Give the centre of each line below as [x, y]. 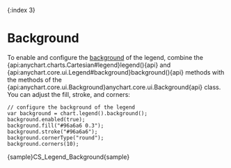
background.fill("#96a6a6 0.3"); [56, 125]
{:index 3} [22, 10]
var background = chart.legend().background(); [78, 113]
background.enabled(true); [46, 119]
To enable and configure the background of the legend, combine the [105, 57]
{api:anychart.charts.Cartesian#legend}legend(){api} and [89, 65]
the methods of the [35, 79]
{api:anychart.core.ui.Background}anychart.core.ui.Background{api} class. [114, 87]
